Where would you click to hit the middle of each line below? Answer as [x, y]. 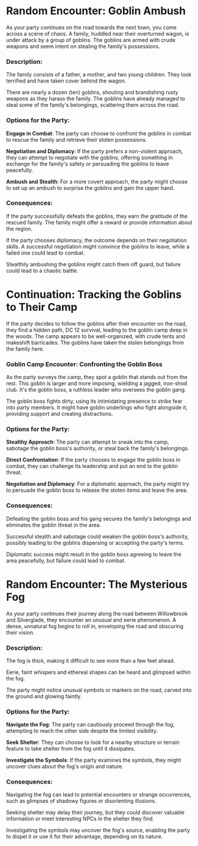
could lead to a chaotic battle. [42, 271]
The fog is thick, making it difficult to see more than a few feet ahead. [91, 660]
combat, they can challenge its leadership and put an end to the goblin [92, 466]
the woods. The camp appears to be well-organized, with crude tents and [95, 336]
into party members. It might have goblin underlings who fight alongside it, [97, 408]
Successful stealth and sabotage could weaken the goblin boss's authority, [98, 536]
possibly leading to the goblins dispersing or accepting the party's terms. [95, 543]
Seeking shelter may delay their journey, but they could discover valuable [95, 812]
